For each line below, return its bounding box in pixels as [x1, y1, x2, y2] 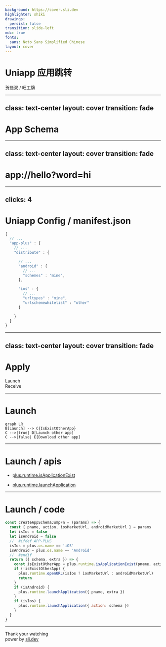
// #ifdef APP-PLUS [9, 538, 52, 544]
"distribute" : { [14, 250, 50, 255]
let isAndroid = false [9, 534, 56, 539]
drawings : [5, 16, 26, 21]
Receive [5, 383, 22, 389]
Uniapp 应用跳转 [5, 67, 72, 78]
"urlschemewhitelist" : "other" [23, 300, 90, 305]
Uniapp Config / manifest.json [5, 215, 131, 226]
